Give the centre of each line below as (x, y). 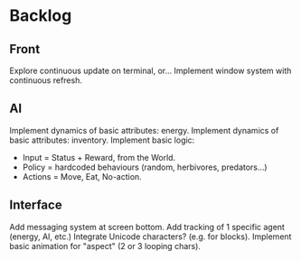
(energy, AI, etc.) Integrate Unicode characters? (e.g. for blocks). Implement (150, 237)
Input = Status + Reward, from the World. (99, 157)
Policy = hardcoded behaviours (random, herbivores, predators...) (145, 167)
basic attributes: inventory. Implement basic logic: (102, 140)
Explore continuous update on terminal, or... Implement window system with (150, 70)
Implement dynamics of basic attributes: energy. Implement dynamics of (144, 130)
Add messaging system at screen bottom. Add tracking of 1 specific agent (147, 227)
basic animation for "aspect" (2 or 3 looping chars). (105, 246)
